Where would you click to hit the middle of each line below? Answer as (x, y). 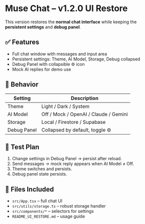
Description (85, 98)
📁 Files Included (30, 189)
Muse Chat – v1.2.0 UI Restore (66, 8)
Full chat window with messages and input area (59, 54)
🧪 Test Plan (22, 147)
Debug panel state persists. (40, 174)
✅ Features (22, 42)
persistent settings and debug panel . (43, 27)
